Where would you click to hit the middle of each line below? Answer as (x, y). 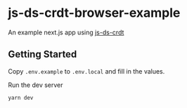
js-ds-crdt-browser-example (94, 13)
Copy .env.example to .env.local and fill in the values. (86, 71)
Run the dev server (36, 85)
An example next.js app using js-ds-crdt (66, 32)
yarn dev (21, 97)
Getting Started (43, 54)
